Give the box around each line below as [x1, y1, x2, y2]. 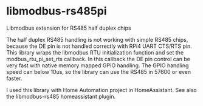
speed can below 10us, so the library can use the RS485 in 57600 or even [6, 68, 191, 75]
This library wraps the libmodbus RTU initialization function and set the [6, 48, 184, 56]
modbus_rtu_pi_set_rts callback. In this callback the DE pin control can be [6, 55, 190, 62]
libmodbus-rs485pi [6, 4, 107, 18]
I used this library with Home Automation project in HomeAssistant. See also [6, 86, 197, 93]
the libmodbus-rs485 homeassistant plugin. [6, 93, 116, 100]
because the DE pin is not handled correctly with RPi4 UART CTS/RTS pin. [6, 42, 193, 50]
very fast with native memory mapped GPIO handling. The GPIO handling [6, 62, 189, 69]
